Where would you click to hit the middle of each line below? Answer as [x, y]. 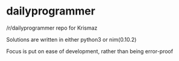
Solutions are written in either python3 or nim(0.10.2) [71, 39]
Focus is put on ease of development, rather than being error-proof [90, 51]
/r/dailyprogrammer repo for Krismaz [52, 28]
